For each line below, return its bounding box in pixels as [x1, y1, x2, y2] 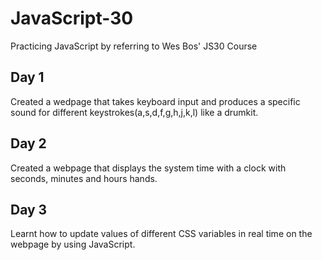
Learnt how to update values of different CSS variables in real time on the [10, 228, 313, 240]
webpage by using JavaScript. [10, 238, 136, 251]
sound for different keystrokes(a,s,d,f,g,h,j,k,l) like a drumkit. [10, 106, 259, 118]
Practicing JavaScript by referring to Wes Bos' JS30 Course [10, 40, 258, 52]
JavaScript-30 [10, 7, 134, 30]
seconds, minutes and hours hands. [10, 172, 158, 184]
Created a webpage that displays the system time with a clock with [10, 162, 287, 174]
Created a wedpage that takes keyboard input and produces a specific [10, 95, 301, 107]
